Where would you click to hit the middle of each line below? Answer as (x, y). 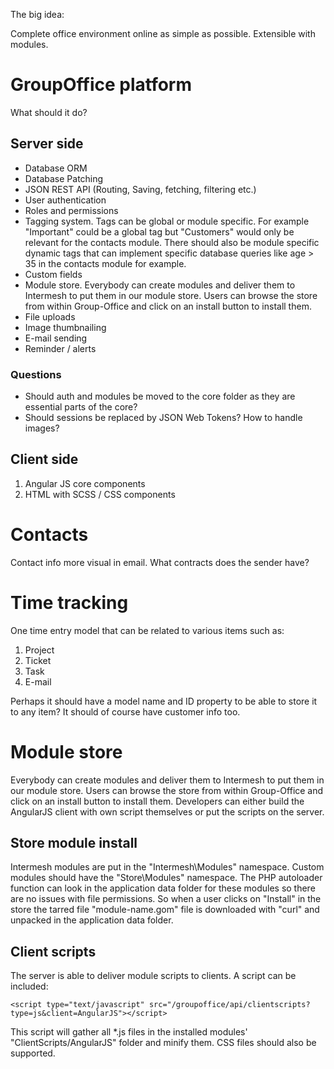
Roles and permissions (71, 210)
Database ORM (56, 168)
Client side (44, 459)
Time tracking (69, 602)
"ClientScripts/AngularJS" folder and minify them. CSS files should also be (163, 1043)
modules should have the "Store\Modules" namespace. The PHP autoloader (166, 878)
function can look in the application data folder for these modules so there (163, 888)
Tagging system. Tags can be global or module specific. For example (167, 221)
